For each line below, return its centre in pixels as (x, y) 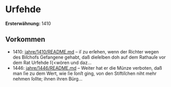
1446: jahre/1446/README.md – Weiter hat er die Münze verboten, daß (87, 68)
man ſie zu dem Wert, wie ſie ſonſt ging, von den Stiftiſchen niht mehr (84, 73)
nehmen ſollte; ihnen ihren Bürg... (47, 79)
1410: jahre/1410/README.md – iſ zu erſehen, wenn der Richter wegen (86, 51)
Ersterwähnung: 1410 (28, 23)
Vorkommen (25, 39)
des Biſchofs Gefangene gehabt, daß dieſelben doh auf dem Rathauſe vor (89, 57)
